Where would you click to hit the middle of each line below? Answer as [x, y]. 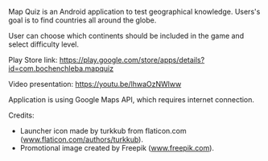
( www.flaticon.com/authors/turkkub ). [81, 139]
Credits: [21, 115]
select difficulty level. [43, 44]
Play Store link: [33, 60]
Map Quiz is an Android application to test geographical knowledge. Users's [134, 12]
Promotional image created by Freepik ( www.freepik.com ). [117, 148]
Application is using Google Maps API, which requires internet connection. [132, 99]
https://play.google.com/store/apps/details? [132, 60]
